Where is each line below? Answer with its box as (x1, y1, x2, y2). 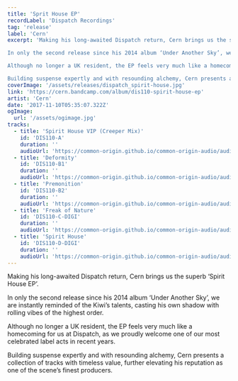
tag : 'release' (7, 23, 52, 30)
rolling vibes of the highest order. (7, 309, 104, 317)
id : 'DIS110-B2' (20, 187, 69, 194)
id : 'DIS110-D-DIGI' (20, 239, 81, 246)
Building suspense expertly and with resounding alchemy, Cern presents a (7, 351, 225, 360)
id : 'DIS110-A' (20, 134, 65, 142)
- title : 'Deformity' (13, 154, 78, 161)
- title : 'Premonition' (13, 181, 84, 188)
